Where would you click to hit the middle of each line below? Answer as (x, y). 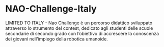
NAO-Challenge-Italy (51, 9)
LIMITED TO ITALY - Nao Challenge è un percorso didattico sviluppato (79, 23)
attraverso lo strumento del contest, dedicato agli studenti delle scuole (79, 28)
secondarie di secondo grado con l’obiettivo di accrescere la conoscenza (82, 33)
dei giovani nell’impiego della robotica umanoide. (57, 39)
